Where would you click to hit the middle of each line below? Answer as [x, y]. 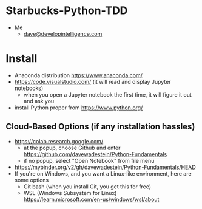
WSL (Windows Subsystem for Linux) [70, 193]
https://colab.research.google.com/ [59, 141]
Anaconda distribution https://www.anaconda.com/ [79, 75]
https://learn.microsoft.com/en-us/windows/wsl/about [91, 199]
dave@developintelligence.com [63, 33]
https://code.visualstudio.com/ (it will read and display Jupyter [93, 81]
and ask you [39, 101]
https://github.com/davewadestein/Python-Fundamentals [95, 154]
